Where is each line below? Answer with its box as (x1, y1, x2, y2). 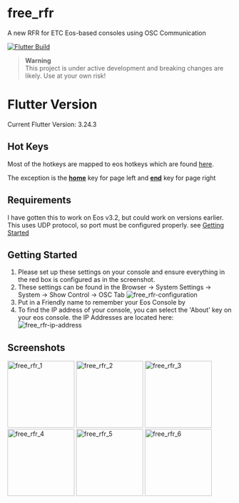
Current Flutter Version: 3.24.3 (7, 120, 97, 128)
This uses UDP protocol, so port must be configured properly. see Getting (7, 220, 225, 229)
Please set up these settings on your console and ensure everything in (17, 268, 225, 276)
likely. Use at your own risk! (24, 71, 106, 80)
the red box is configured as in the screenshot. (17, 275, 156, 284)
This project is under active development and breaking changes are (24, 63, 224, 72)
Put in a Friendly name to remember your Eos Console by (17, 298, 185, 307)
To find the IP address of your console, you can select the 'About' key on (17, 305, 232, 315)
